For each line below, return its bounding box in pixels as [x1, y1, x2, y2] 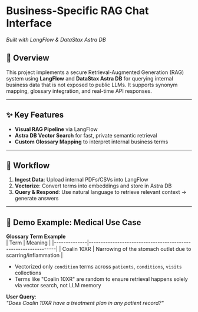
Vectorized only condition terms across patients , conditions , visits [14, 263, 182, 270]
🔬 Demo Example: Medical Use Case [6, 217, 141, 227]
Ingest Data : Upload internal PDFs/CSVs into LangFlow [14, 176, 148, 183]
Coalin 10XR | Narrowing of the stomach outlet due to [62, 246, 192, 253]
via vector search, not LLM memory [14, 282, 101, 289]
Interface [6, 16, 52, 30]
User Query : [6, 293, 37, 300]
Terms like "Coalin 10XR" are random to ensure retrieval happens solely [14, 276, 189, 283]
